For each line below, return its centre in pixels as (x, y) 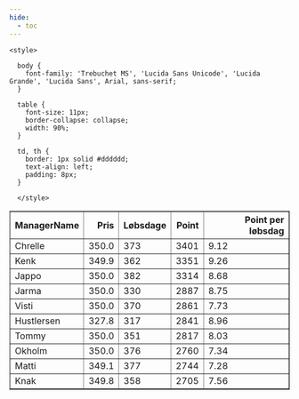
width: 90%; (47, 128)
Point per (264, 219)
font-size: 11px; (57, 112)
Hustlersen (37, 321)
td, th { (33, 151)
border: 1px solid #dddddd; (77, 159)
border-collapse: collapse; (77, 120)
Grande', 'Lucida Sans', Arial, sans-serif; (93, 81)
